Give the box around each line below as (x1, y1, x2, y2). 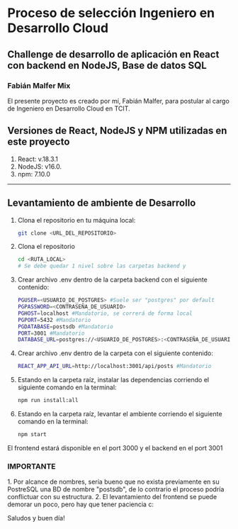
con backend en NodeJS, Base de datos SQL (7, 59, 207, 72)
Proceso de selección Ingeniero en (7, 5, 215, 21)
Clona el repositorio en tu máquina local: (17, 216, 136, 224)
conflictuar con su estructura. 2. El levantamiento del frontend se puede (7, 493, 217, 501)
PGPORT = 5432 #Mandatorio (17, 316, 91, 323)
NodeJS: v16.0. (17, 162, 62, 171)
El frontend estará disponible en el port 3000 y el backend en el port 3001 (7, 443, 223, 452)
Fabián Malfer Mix (7, 80, 71, 90)
